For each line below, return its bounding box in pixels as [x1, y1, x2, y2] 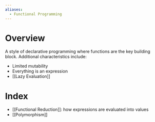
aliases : [5, 7, 23, 12]
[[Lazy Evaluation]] [12, 73, 50, 79]
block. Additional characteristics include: [5, 54, 87, 60]
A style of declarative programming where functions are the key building [5, 49, 151, 54]
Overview [5, 33, 45, 44]
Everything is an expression [12, 69, 68, 74]
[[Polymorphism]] [12, 112, 48, 118]
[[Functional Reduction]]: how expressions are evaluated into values [12, 106, 149, 112]
